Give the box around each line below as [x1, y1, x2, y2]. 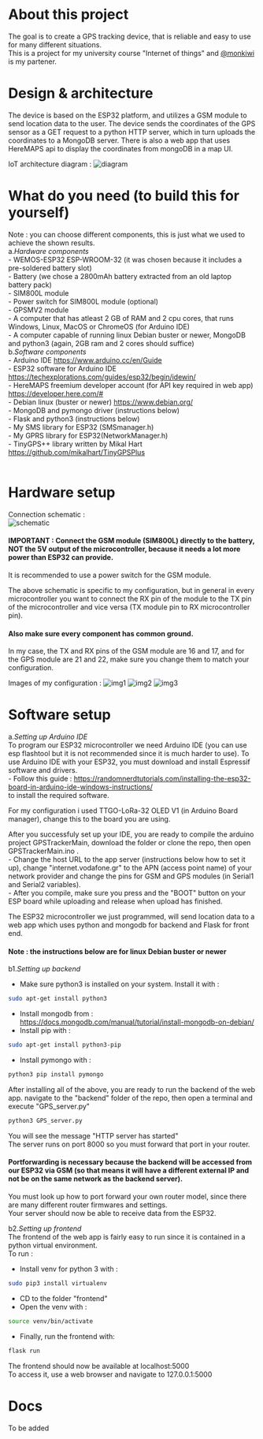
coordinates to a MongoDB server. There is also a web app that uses [8, 136, 231, 145]
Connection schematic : [8, 509, 85, 519]
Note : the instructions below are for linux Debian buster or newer [8, 946, 227, 956]
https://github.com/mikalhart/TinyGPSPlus [8, 447, 146, 457]
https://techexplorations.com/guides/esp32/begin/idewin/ [8, 372, 196, 382]
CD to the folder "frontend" [19, 1293, 108, 1303]
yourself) [8, 203, 70, 222]
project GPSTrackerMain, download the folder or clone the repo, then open [8, 838, 251, 848]
